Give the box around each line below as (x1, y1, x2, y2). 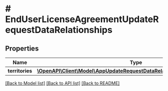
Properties (5, 44, 39, 52)
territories (7, 67, 32, 74)
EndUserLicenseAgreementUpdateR (5, 13, 159, 25)
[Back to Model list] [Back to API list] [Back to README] (5, 80, 120, 86)
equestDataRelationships (5, 24, 112, 35)
